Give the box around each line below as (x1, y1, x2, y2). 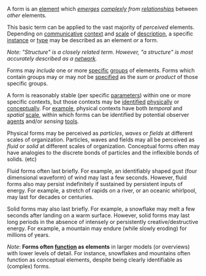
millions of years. (7, 231, 50, 238)
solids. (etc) (7, 155, 37, 163)
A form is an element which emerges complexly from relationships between (7, 6, 198, 12)
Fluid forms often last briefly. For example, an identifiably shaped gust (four (7, 168, 197, 174)
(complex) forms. (7, 263, 51, 270)
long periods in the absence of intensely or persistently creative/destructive (7, 218, 199, 225)
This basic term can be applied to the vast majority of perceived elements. (7, 24, 195, 31)
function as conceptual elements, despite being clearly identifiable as (7, 256, 183, 263)
